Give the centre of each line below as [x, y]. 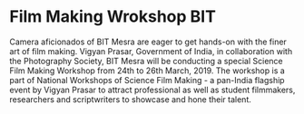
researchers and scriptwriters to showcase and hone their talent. [130, 99]
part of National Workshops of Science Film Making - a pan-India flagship [147, 80]
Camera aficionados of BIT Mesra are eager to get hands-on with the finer [148, 42]
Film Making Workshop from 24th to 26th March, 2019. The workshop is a [147, 71]
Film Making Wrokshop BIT [113, 17]
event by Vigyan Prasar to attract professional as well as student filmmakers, [152, 90]
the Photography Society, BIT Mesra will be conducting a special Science [146, 61]
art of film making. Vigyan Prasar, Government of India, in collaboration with [151, 51]
